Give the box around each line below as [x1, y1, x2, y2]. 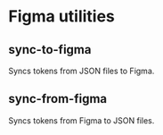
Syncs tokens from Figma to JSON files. [8, 114, 155, 126]
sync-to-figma [8, 42, 92, 57]
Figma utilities [8, 6, 115, 27]
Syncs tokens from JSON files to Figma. [8, 65, 155, 76]
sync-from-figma [8, 91, 108, 106]
